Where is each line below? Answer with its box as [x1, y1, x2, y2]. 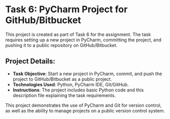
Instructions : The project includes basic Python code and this [12, 87, 144, 93]
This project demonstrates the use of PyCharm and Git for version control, [5, 102, 162, 108]
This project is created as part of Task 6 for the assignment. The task [5, 31, 151, 37]
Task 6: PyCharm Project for [5, 4, 128, 15]
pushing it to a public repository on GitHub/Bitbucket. [5, 42, 118, 48]
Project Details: [5, 57, 55, 66]
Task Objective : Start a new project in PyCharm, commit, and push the [12, 70, 162, 77]
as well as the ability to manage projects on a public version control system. [5, 107, 165, 113]
